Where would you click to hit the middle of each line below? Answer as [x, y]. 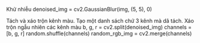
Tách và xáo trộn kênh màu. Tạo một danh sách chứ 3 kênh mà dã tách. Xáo [100, 21]
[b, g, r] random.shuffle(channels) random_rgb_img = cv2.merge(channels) [99, 33]
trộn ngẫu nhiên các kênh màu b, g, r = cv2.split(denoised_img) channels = [99, 27]
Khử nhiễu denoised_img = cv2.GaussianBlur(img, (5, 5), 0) [79, 9]
